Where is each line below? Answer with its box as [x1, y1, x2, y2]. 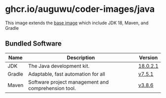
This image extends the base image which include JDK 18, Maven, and [5, 20, 149, 26]
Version [139, 54, 158, 61]
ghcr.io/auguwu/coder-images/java [5, 3, 155, 15]
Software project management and [28, 78, 109, 85]
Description [66, 54, 95, 61]
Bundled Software [5, 40, 62, 48]
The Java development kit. [28, 62, 90, 69]
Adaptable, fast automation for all [28, 70, 105, 77]
